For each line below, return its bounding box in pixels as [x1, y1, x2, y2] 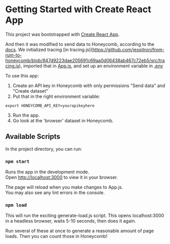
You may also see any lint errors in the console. [5, 189, 105, 196]
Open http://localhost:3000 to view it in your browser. [5, 174, 118, 180]
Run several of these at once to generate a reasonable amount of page [5, 228, 154, 234]
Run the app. [12, 112, 40, 118]
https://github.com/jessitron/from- [92, 46, 165, 52]
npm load [5, 202, 27, 208]
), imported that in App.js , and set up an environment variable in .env [19, 63, 163, 69]
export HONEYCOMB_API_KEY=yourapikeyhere [5, 103, 95, 108]
